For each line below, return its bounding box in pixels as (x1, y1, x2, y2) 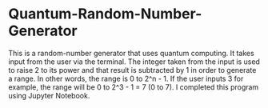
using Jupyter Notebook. (8, 90, 90, 100)
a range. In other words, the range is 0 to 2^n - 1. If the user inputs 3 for (8, 74, 244, 83)
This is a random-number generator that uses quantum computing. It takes (8, 48, 254, 58)
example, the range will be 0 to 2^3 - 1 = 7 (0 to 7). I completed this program (8, 82, 259, 92)
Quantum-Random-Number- (8, 5, 202, 23)
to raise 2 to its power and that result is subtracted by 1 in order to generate (8, 65, 257, 74)
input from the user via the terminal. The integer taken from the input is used (8, 57, 260, 66)
